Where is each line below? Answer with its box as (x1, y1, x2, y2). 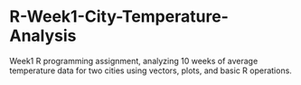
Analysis (9, 25, 77, 46)
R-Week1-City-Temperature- (9, 6, 229, 27)
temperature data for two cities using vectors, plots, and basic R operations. (9, 65, 292, 76)
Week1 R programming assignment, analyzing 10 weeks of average (9, 55, 259, 66)
